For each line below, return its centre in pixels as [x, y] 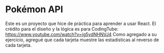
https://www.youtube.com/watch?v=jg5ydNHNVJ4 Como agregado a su [81, 34]
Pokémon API [34, 9]
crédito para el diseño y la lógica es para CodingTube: [62, 29]
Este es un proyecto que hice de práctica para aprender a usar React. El [81, 23]
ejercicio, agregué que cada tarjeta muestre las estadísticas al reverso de [82, 40]
